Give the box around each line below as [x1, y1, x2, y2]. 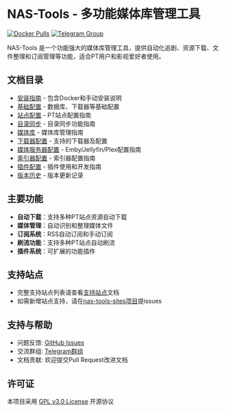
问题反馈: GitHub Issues [16, 339, 84, 347]
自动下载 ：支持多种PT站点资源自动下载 [16, 212, 127, 220]
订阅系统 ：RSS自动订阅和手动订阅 [16, 229, 113, 238]
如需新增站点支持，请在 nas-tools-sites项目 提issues [16, 297, 162, 306]
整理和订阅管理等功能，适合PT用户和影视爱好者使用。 [12, 52, 165, 60]
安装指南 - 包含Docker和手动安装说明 [16, 93, 122, 102]
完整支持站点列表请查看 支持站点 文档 [16, 288, 120, 297]
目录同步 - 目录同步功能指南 [16, 119, 96, 128]
